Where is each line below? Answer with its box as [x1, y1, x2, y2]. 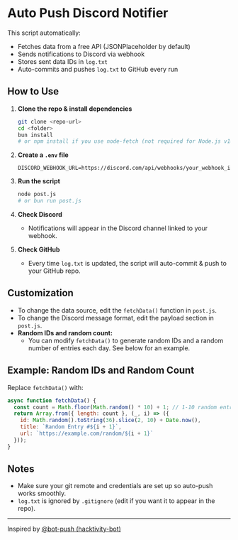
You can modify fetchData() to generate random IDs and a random [28, 336, 224, 345]
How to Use [7, 85, 59, 97]
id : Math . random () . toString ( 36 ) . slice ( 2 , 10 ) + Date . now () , [20, 417, 201, 424]
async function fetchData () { [7, 396, 97, 404]
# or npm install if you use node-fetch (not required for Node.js [17, 138, 221, 145]
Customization [7, 287, 74, 299]
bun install [17, 131, 53, 139]
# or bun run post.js [17, 198, 81, 205]
